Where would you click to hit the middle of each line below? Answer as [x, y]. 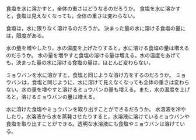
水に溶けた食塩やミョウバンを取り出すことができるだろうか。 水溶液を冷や [96, 109]
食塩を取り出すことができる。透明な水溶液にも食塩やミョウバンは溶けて [93, 124]
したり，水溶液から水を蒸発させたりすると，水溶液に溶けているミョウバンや [98, 116]
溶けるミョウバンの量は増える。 [60, 97]
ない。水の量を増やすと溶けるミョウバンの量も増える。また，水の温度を [93, 90]
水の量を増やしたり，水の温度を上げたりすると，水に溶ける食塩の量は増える [98, 48]
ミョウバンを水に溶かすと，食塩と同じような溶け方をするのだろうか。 [90, 75]
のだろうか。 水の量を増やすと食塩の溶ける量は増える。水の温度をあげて [93, 55]
